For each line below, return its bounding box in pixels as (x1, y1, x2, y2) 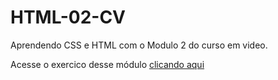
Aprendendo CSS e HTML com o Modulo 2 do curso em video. (10, 39, 268, 51)
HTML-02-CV (10, 6, 126, 29)
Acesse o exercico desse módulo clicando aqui (10, 58, 205, 70)
